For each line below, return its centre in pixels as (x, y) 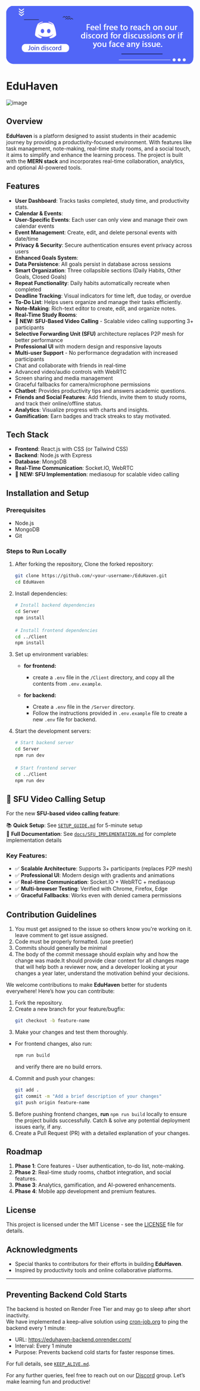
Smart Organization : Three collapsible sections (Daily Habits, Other (98, 270)
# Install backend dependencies (55, 605)
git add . (27, 1090)
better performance (39, 340)
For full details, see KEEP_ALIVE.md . (48, 1364)
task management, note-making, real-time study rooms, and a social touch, (99, 148)
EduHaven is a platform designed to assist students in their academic (91, 136)
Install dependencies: (41, 594)
